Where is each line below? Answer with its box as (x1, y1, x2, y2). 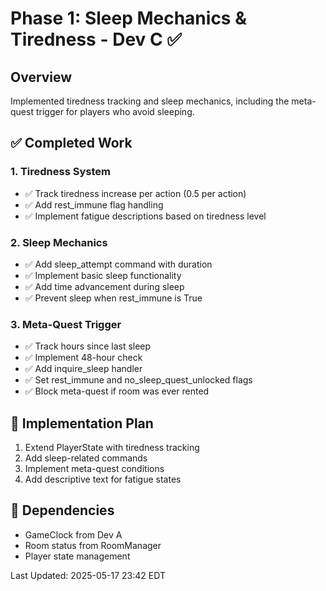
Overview (10, 68, 73, 86)
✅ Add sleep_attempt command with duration (24, 258, 213, 270)
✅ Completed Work (10, 135, 133, 152)
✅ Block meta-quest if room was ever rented (24, 385, 210, 397)
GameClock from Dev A (24, 528, 123, 541)
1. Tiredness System (10, 165, 111, 179)
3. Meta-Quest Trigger (10, 317, 122, 331)
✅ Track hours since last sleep (24, 340, 152, 352)
